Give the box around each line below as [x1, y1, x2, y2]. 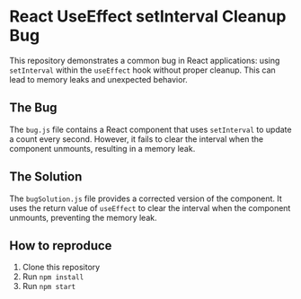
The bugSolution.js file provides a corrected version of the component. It [9, 193, 283, 204]
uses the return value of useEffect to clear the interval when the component [9, 202, 291, 213]
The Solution [9, 169, 83, 185]
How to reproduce [9, 238, 112, 253]
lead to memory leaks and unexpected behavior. [9, 74, 189, 84]
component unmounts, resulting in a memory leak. [9, 143, 196, 154]
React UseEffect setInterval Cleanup [9, 6, 287, 27]
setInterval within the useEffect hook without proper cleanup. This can [9, 65, 276, 75]
